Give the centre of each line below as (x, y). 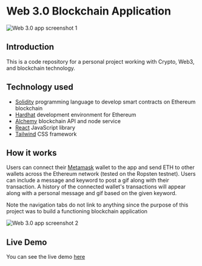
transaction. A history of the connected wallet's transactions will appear (96, 187)
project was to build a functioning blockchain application (77, 211)
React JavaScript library (45, 127)
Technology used (40, 87)
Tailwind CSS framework (46, 134)
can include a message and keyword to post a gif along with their (88, 181)
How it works (32, 153)
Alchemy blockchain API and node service (68, 121)
